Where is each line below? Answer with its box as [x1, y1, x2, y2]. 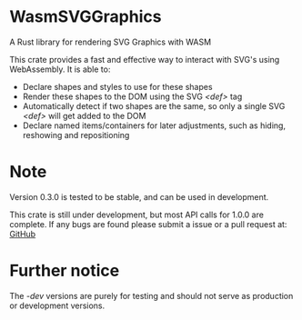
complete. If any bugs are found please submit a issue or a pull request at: [9, 218, 287, 229]
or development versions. [9, 300, 106, 311]
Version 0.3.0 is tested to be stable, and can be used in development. [9, 191, 269, 202]
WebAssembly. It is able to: [9, 64, 111, 75]
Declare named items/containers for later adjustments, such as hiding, [22, 120, 287, 131]
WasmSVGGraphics [9, 6, 162, 27]
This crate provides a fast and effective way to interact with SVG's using [9, 54, 280, 65]
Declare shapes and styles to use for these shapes [22, 81, 213, 92]
